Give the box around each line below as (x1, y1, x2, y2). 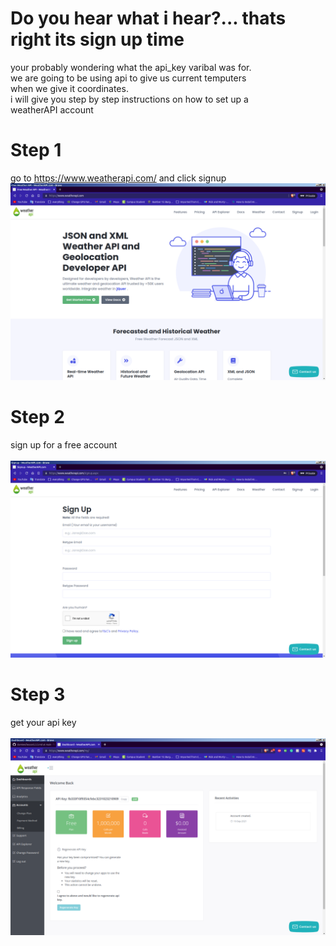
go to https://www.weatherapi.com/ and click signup (10, 172, 227, 184)
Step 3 (10, 683, 66, 706)
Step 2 (10, 406, 65, 429)
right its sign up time (10, 28, 185, 51)
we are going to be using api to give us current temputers (10, 72, 247, 84)
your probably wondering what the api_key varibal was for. (10, 61, 252, 73)
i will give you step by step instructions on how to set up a (10, 93, 249, 105)
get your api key (10, 716, 77, 728)
